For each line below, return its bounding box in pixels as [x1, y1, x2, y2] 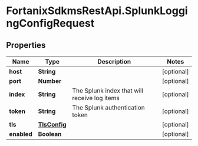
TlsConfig [38, 121, 67, 128]
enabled [9, 130, 32, 138]
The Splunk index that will [72, 87, 143, 95]
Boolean [38, 130, 62, 138]
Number [38, 77, 62, 85]
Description [97, 58, 131, 65]
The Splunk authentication [72, 104, 146, 111]
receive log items [72, 94, 120, 102]
